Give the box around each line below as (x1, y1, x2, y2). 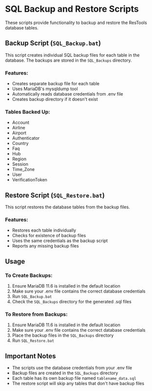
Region (12, 156, 27, 162)
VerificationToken (12, 177, 48, 183)
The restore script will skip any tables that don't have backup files (12, 381, 145, 387)
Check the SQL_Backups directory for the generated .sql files (12, 299, 132, 305)
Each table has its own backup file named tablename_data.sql (12, 375, 136, 381)
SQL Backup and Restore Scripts (5, 3, 139, 15)
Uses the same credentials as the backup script (12, 238, 108, 244)
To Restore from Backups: (5, 311, 68, 318)
